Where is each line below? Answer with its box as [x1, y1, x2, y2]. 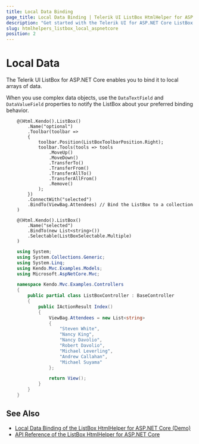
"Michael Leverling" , [59, 348, 113, 354]
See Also [6, 409, 40, 419]
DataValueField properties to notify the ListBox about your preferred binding [6, 101, 194, 108]
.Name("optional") [27, 123, 73, 130]
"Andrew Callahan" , [59, 353, 108, 359]
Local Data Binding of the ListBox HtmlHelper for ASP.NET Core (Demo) [14, 424, 191, 431]
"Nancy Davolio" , [59, 337, 102, 343]
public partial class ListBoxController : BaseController [27, 293, 175, 299]
